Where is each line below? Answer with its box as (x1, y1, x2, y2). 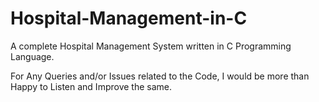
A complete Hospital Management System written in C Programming (10, 40, 292, 52)
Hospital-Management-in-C (10, 7, 248, 30)
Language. (10, 50, 55, 62)
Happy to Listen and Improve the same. (10, 80, 172, 92)
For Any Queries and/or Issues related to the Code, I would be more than (10, 70, 310, 82)
